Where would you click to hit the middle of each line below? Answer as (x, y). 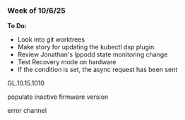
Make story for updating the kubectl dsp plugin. (87, 47)
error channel (27, 111)
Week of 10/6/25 (36, 11)
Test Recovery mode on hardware (67, 62)
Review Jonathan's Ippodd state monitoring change (92, 54)
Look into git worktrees (51, 40)
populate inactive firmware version (58, 97)
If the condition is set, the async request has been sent (97, 70)
